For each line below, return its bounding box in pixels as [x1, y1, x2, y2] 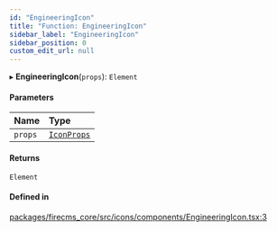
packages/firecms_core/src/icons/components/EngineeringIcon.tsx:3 [9, 211, 268, 222]
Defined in [9, 191, 50, 202]
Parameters [9, 92, 54, 102]
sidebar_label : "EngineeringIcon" [9, 30, 140, 39]
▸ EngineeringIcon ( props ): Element [9, 71, 138, 82]
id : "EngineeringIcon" [9, 13, 95, 22]
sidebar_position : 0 [9, 38, 88, 48]
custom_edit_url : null [9, 47, 95, 56]
